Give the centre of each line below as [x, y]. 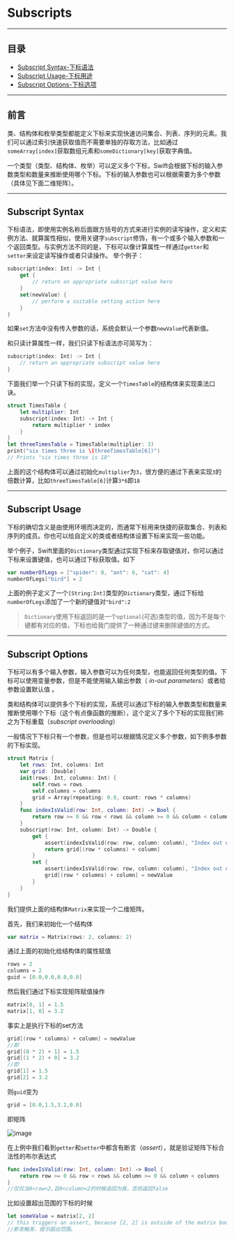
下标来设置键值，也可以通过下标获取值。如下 [71, 559]
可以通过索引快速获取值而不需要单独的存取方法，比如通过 [95, 142]
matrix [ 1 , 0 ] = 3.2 [36, 1011]
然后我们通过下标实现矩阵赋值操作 [56, 991]
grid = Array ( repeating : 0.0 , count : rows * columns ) [112, 797]
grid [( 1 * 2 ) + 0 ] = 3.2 [43, 1058]
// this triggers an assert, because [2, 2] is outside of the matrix [112, 1223]
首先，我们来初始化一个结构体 [50, 924]
